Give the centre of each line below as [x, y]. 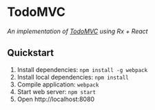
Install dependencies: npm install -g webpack [82, 69]
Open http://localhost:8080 [56, 99]
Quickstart [31, 53]
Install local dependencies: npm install [73, 77]
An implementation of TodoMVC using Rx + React [77, 31]
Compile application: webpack [58, 84]
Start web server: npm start [56, 91]
